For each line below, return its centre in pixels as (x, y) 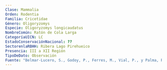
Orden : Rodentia (22, 14)
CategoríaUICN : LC (24, 37)
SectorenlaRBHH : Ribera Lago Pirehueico (48, 46)
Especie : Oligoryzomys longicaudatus (44, 28)
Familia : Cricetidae (27, 19)
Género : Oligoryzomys (28, 23)
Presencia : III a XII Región (35, 51)
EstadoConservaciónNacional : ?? (39, 42)
